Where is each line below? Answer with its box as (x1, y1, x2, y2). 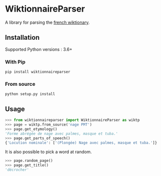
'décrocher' (5, 167, 29, 173)
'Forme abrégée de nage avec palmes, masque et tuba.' (5, 131, 118, 136)
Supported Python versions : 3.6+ (5, 46, 73, 52)
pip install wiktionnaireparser (5, 69, 70, 75)
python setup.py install (5, 92, 55, 96)
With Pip (5, 58, 26, 65)
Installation (5, 33, 40, 42)
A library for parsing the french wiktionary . (5, 19, 90, 25)
